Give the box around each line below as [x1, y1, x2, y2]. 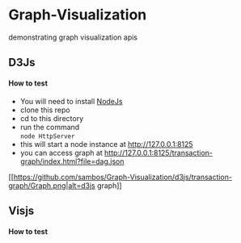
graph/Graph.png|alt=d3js [8, 180, 95, 191]
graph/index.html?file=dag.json [19, 156, 125, 166]
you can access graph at [19, 148, 103, 157]
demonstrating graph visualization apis [8, 32, 137, 42]
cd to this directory [19, 113, 84, 123]
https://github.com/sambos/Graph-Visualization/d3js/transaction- [13, 172, 233, 182]
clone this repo [19, 105, 70, 115]
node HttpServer [19, 132, 75, 140]
